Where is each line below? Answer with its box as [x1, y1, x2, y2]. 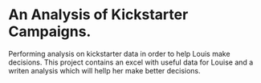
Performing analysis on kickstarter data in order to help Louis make [8, 49, 230, 58]
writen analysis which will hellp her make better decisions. [8, 65, 201, 75]
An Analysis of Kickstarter [8, 6, 189, 24]
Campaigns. [8, 22, 92, 41]
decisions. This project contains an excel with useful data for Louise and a [8, 57, 254, 67]
